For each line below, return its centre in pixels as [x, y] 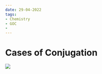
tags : [11, 14]
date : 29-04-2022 [23, 10]
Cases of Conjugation [52, 53]
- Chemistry [18, 19]
